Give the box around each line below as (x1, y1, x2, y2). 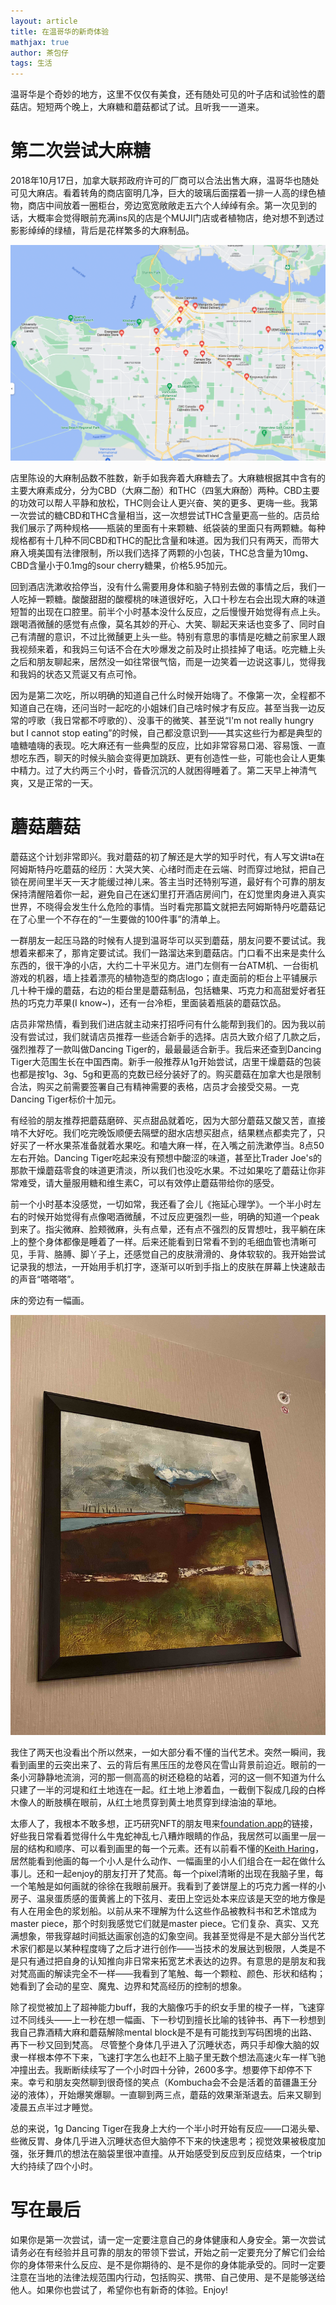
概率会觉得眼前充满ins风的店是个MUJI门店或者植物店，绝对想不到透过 (36, 212, 325, 224)
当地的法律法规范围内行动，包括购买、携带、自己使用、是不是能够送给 (36, 2271, 326, 2283)
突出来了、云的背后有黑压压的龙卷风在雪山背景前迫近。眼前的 (62, 1759, 317, 1771)
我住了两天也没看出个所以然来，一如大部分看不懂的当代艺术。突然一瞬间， (10, 1746, 317, 1759)
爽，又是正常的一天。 (10, 777, 98, 789)
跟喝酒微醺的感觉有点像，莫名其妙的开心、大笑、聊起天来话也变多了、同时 (10, 618, 317, 630)
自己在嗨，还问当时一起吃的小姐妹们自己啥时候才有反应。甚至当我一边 (27, 702, 317, 714)
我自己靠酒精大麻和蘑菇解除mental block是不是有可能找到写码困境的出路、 (10, 2026, 318, 2039)
